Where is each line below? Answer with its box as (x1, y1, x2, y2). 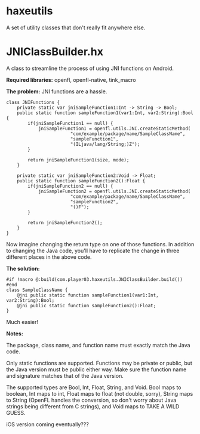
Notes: (6, 330, 24, 337)
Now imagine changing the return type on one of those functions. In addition (6, 240, 195, 247)
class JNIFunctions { (6, 99, 60, 105)
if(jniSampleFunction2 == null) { (27, 183, 113, 189)
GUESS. (6, 409, 26, 416)
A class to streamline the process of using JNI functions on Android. (6, 65, 174, 72)
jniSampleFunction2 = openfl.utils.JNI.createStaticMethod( (38, 188, 191, 194)
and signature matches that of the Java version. (6, 372, 124, 379)
